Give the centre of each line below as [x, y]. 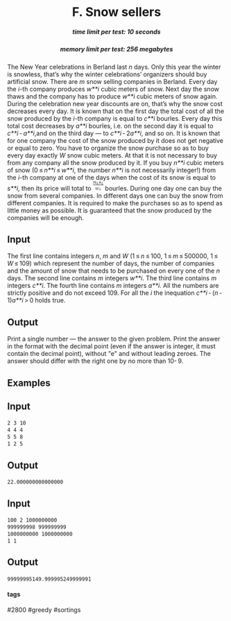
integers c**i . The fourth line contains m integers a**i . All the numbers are [113, 286]
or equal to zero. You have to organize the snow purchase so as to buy [108, 148]
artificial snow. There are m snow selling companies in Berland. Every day [112, 81]
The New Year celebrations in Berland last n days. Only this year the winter [114, 67]
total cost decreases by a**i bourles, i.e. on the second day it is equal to [110, 126]
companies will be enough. [46, 218]
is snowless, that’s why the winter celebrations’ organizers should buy [107, 74]
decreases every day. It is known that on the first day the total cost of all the [115, 111]
